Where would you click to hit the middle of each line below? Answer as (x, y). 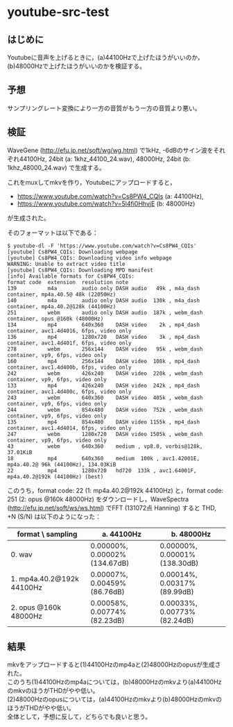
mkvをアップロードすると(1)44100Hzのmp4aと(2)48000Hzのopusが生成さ (114, 665)
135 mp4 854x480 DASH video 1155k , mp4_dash (103, 422)
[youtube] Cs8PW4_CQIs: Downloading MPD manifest (80, 270)
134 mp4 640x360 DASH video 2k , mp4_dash (103, 325)
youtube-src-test (58, 12)
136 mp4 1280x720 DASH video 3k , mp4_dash (103, 337)
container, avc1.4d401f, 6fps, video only (69, 343)
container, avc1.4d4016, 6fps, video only (69, 331)
